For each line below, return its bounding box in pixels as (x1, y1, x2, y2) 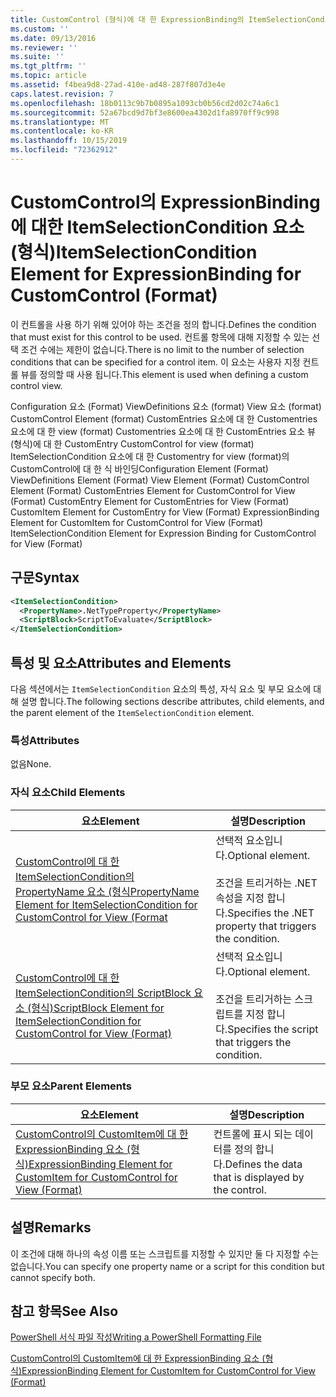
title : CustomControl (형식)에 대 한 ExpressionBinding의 (10, 14, 245, 25)
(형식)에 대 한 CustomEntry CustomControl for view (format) (10, 437, 255, 450)
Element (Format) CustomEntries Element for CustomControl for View (10, 484, 296, 496)
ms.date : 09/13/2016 (10, 33, 97, 43)
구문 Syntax (10, 569, 80, 586)
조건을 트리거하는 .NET (215, 876, 318, 890)
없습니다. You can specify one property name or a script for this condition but (10, 1260, 325, 1272)
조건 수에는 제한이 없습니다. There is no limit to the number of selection (20, 343, 305, 355)
